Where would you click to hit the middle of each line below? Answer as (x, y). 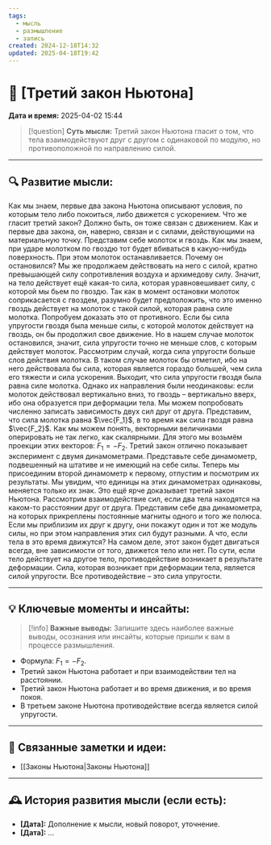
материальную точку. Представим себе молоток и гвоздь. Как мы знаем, (135, 239)
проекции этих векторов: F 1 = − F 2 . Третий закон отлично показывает (128, 446)
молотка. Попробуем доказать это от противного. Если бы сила (119, 317)
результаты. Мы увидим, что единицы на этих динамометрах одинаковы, (135, 481)
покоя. (31, 697)
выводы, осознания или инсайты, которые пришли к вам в (129, 637)
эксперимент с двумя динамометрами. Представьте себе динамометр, (133, 456)
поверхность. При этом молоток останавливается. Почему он (116, 257)
